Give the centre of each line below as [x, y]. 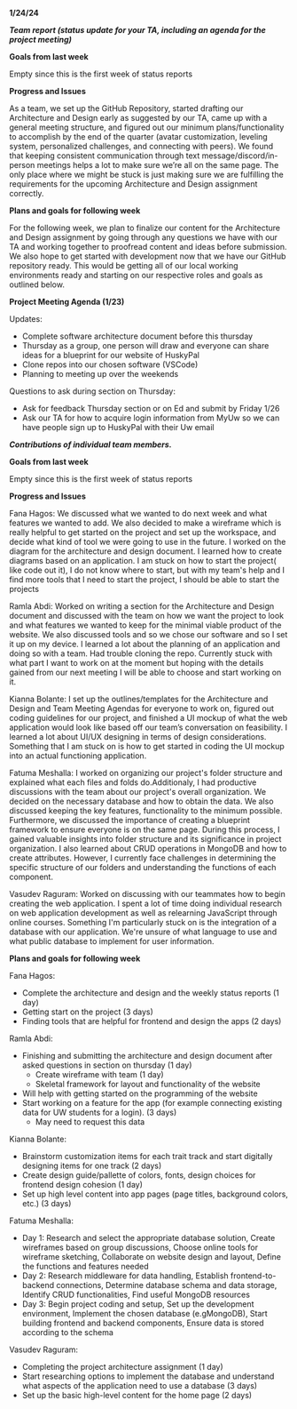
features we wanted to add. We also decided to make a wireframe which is [145, 523]
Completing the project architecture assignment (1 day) [122, 1367]
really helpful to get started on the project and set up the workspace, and [143, 532]
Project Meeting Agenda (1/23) [67, 302]
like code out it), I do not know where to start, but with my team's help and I [147, 570]
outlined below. [37, 284]
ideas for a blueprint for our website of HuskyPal [110, 355]
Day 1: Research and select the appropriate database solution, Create [148, 1238]
